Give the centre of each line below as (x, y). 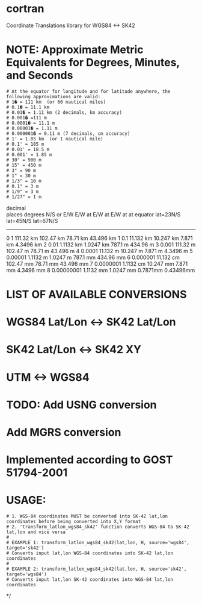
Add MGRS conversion (64, 432)
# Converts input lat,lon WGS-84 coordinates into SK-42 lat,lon (90, 553)
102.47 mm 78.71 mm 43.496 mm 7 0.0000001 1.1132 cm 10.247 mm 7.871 (97, 263)
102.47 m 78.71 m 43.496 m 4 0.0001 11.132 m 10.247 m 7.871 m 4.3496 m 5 (99, 251)
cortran (25, 9)
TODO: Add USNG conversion (81, 405)
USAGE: (26, 500)
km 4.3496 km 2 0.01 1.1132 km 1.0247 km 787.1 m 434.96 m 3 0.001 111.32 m (101, 244)
